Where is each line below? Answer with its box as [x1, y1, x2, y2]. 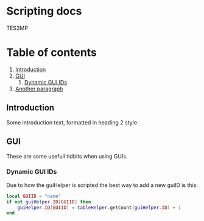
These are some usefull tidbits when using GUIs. [6, 152, 128, 160]
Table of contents [6, 46, 97, 59]
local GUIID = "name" [6, 193, 62, 199]
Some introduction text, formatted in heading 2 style [6, 118, 138, 126]
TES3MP [6, 24, 29, 32]
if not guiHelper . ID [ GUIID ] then [6, 199, 91, 205]
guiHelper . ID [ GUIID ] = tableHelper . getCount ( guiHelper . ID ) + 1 [17, 205, 181, 211]
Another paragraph [15, 85, 63, 92]
